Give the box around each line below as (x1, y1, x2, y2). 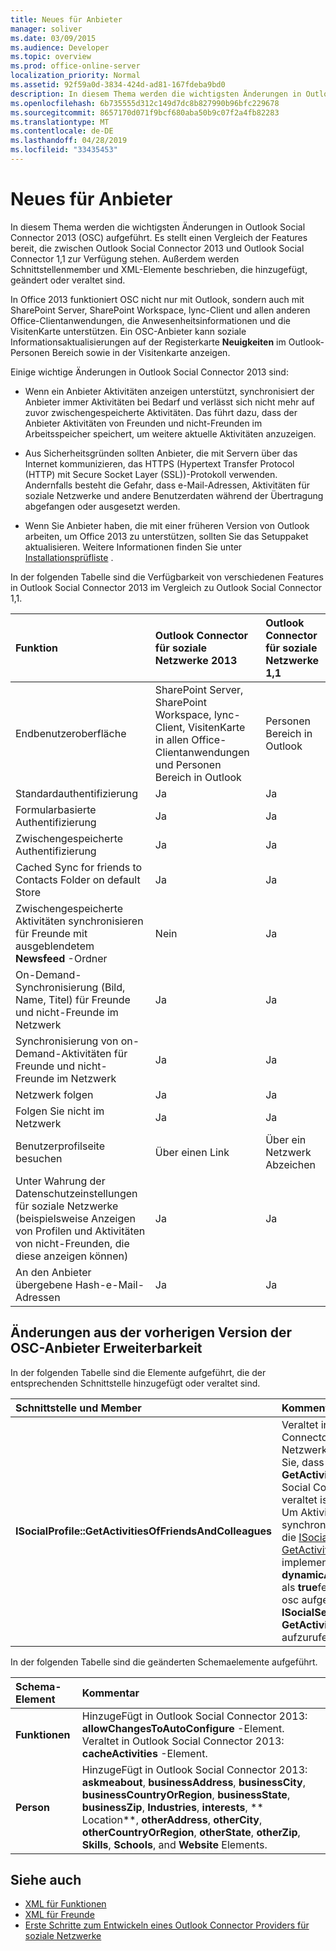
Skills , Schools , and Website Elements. (81, 1837, 268, 1851)
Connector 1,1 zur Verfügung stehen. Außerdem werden (10, 252, 240, 265)
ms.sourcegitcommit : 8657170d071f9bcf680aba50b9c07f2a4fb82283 (10, 107, 280, 118)
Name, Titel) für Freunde (15, 992, 131, 1006)
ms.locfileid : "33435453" (10, 145, 118, 155)
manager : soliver (10, 24, 83, 34)
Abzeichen (265, 1157, 316, 1171)
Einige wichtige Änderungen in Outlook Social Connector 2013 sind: (10, 366, 289, 378)
